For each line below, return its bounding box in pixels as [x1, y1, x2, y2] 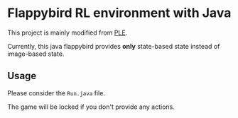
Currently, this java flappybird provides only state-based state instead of [7, 42, 220, 50]
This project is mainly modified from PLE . [7, 28, 128, 37]
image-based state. [7, 49, 65, 58]
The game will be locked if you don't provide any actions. [7, 102, 175, 111]
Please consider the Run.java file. [7, 88, 105, 97]
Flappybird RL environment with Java [7, 5, 232, 21]
